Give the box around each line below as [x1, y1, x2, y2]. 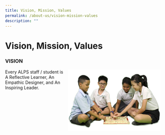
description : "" [5, 18, 38, 23]
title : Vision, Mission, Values [5, 8, 71, 13]
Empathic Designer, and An [5, 79, 61, 85]
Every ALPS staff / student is [5, 69, 64, 75]
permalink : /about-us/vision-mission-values [5, 13, 98, 18]
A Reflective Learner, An [5, 74, 55, 80]
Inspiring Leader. [5, 84, 39, 91]
